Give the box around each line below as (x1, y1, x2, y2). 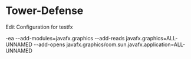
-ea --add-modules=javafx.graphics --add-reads (5, 34, 125, 41)
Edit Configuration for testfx (5, 23, 73, 30)
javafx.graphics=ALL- (126, 34, 178, 41)
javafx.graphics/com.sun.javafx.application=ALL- (66, 41, 186, 48)
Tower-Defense (5, 4, 84, 18)
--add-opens (34, 41, 65, 48)
